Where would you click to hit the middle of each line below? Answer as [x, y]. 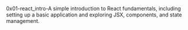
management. [23, 21]
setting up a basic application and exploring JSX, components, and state [94, 15]
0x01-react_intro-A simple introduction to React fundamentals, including [94, 9]
